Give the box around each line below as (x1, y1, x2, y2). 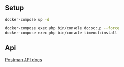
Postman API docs (5, 57, 43, 63)
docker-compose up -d (5, 17, 50, 22)
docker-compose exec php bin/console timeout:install (5, 30, 118, 35)
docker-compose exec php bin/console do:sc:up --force (5, 25, 120, 31)
